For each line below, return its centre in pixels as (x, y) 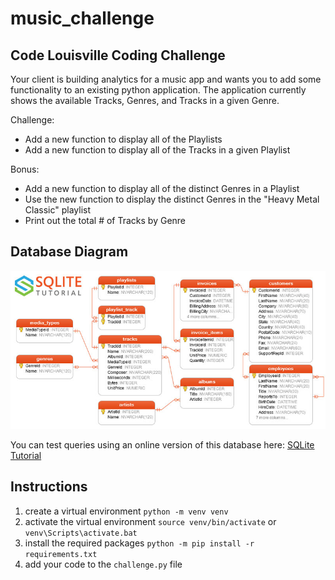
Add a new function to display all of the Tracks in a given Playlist (157, 150)
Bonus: (25, 169)
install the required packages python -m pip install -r (139, 543)
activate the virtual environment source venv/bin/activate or (150, 521)
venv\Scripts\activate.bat (81, 533)
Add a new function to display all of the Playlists (123, 139)
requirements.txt (61, 554)
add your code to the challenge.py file (103, 564)
